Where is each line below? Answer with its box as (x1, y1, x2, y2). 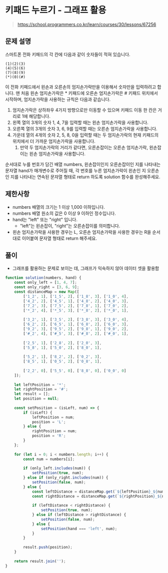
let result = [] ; (14, 392, 50, 397)
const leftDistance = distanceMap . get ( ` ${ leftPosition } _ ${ (31, 489, 157, 494)
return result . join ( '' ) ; (14, 559, 66, 564)
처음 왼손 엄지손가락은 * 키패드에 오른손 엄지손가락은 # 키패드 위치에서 (20, 90, 158, 96)
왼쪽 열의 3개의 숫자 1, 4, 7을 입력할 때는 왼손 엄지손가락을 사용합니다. (12, 119, 148, 125)
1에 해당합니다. (21, 113, 51, 119)
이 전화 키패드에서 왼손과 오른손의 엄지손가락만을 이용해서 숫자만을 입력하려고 (5, 83, 156, 90)
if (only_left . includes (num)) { (23, 466, 91, 471)
